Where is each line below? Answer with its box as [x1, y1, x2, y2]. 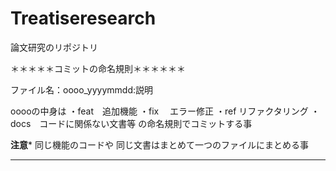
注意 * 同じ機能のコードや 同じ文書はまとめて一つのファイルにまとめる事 [10, 138, 309, 151]
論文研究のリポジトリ [10, 41, 98, 53]
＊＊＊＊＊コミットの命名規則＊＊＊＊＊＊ [10, 62, 186, 74]
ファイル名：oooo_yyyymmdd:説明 [10, 83, 154, 96]
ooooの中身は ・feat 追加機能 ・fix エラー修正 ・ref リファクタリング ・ [10, 105, 320, 117]
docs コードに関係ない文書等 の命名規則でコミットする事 [10, 117, 253, 129]
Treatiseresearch [10, 7, 157, 30]
